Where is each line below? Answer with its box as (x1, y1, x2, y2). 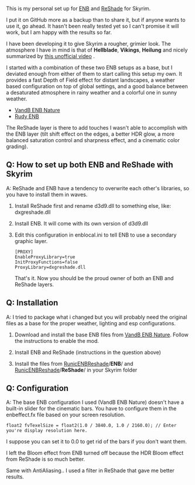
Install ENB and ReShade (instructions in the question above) (14, 349, 161, 356)
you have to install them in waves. (6, 191, 88, 198)
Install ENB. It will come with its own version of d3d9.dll (14, 220, 148, 227)
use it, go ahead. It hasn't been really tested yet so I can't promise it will (6, 23, 179, 29)
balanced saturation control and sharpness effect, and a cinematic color (6, 137, 180, 143)
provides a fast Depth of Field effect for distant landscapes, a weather (6, 76, 175, 83)
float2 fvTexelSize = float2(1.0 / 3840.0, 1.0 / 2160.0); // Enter (6, 423, 177, 429)
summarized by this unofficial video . (6, 53, 95, 59)
